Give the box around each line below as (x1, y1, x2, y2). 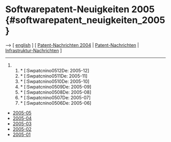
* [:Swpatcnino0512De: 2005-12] (20, 67, 90, 73)
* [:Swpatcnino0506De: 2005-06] (20, 100, 92, 106)
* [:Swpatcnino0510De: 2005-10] (20, 78, 90, 84)
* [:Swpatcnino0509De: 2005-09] (20, 83, 92, 90)
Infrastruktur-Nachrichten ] (5, 47, 62, 53)
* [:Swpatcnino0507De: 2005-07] (20, 94, 91, 100)
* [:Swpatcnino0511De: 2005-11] (20, 73, 88, 79)
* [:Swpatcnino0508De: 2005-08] (20, 89, 92, 95)
